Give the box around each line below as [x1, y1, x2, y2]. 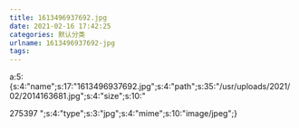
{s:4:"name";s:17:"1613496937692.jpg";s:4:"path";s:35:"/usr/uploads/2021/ [9, 81, 291, 92]
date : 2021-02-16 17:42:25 [9, 22, 111, 31]
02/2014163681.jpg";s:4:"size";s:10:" [9, 91, 147, 102]
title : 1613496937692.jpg [9, 13, 107, 23]
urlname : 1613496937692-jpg [9, 38, 116, 48]
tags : [9, 47, 30, 56]
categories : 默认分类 [9, 30, 86, 39]
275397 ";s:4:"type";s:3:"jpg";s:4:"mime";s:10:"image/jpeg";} [9, 108, 238, 119]
